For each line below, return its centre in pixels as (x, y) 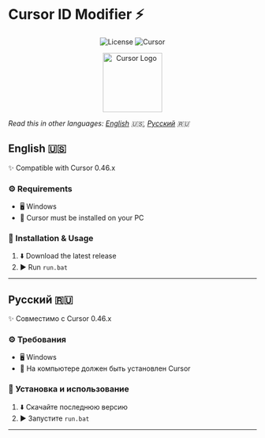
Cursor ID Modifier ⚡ (76, 15)
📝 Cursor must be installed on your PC (82, 218)
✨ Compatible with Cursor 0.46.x (62, 168)
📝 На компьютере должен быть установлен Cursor (105, 368)
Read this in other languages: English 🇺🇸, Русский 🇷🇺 (99, 123)
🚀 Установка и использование (69, 389)
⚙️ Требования (37, 340)
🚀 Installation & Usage (51, 238)
